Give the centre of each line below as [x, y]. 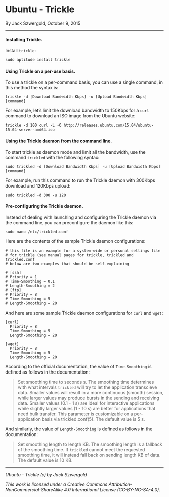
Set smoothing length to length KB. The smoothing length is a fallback [90, 444]
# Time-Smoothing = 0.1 [30, 281]
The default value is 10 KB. [45, 460]
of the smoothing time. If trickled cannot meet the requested [81, 449]
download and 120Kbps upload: [38, 185]
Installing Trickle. [24, 39]
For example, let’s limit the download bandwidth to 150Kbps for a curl [77, 111]
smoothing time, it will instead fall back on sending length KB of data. [89, 455]
